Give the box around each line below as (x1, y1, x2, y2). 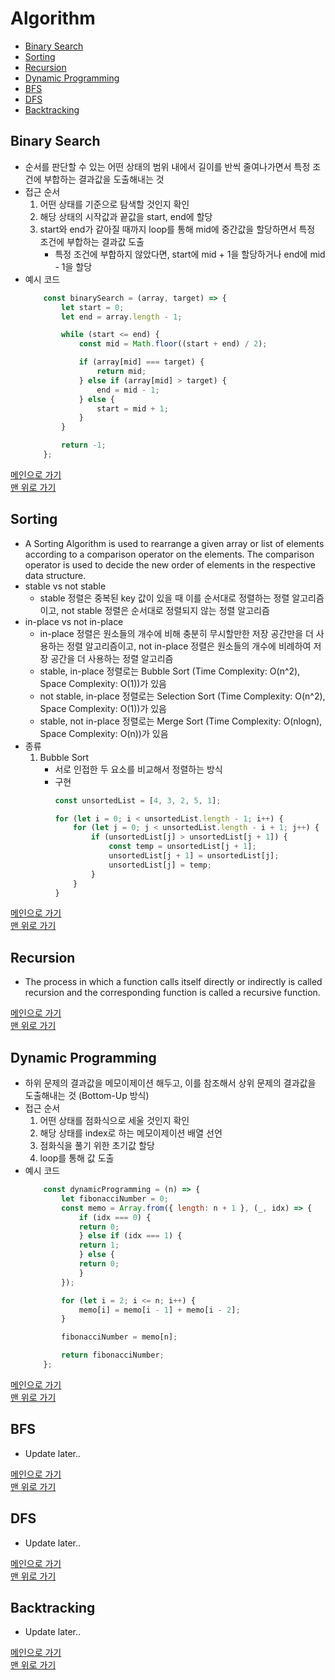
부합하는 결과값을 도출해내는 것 (43, 173, 165, 185)
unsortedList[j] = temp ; (108, 860, 212, 870)
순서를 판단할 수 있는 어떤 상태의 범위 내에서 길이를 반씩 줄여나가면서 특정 (24, 160, 311, 172)
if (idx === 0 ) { (78, 1212, 152, 1222)
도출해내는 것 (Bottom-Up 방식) (24, 1090, 150, 1102)
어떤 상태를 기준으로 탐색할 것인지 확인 (39, 198, 190, 210)
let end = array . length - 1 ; (61, 312, 183, 322)
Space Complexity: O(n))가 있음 (39, 727, 169, 739)
